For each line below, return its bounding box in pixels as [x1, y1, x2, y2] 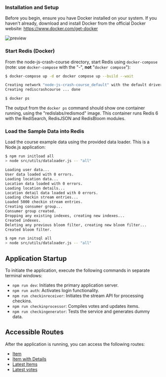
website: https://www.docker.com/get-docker [5, 26, 98, 32]
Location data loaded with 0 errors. [5, 181, 83, 186]
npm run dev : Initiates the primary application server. [12, 282, 119, 288]
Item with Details [12, 356, 47, 362]
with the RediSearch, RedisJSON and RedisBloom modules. [5, 116, 126, 122]
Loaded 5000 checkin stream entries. [5, 200, 83, 205]
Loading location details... [5, 186, 65, 191]
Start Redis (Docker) [5, 47, 55, 54]
